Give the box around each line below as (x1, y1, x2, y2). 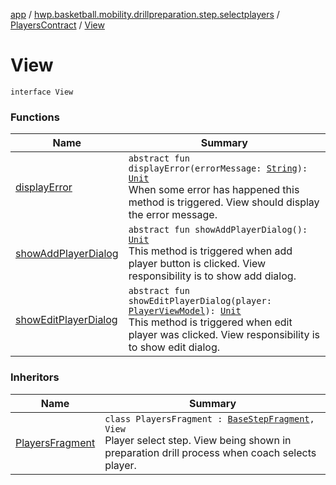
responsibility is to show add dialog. (128, 269, 297, 283)
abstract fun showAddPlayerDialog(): (128, 224, 308, 236)
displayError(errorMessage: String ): (128, 163, 308, 174)
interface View (10, 87, 74, 97)
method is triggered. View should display (128, 195, 320, 209)
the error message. (128, 208, 218, 222)
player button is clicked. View (128, 257, 267, 271)
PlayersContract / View (10, 19, 105, 31)
